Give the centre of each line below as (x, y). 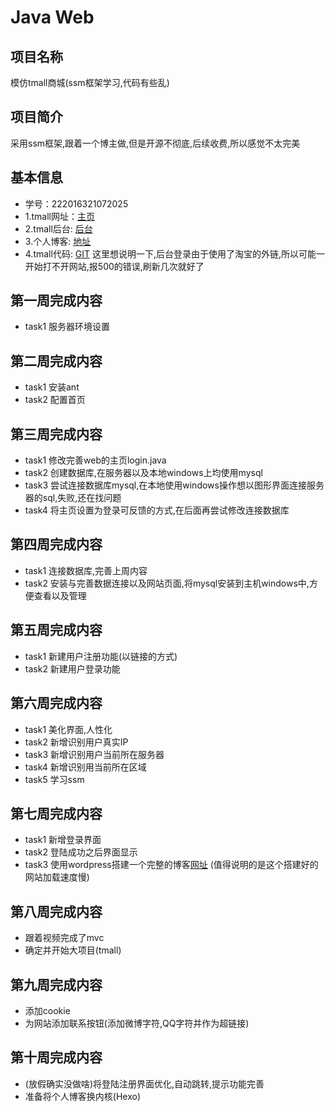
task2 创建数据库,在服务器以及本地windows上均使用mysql (143, 473)
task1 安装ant (52, 387)
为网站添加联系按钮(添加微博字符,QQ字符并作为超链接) (137, 1023)
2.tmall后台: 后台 (58, 228)
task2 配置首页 (55, 400)
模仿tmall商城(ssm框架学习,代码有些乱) (90, 82)
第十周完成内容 (56, 1057)
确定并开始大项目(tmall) (73, 950)
